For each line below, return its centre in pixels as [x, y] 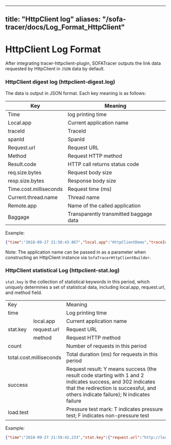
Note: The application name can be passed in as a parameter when [76, 252]
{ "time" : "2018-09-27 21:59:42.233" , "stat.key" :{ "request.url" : [74, 437]
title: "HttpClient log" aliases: [53, 19]
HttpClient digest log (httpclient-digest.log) [60, 82]
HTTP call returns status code [103, 164]
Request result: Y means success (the [111, 369]
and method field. [24, 292]
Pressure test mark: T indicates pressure [115, 409]
